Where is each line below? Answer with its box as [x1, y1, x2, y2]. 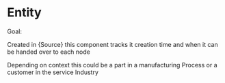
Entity [7, 5, 42, 20]
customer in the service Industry [7, 68, 99, 76]
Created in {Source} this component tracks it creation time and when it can [7, 40, 218, 48]
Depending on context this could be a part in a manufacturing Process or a [7, 61, 217, 69]
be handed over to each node [7, 48, 90, 56]
